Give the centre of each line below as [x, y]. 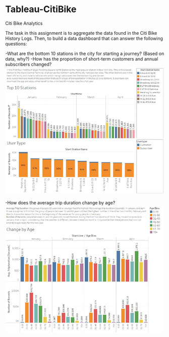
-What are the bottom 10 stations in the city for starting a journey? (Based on [85, 53]
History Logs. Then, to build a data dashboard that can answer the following [84, 38]
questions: [16, 43]
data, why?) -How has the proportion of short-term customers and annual [82, 59]
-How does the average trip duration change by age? [60, 202]
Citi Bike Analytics [24, 23]
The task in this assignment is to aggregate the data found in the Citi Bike [81, 33]
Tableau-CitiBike [41, 9]
